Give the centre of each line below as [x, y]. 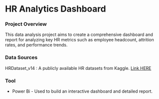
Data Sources [21, 58]
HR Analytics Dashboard [55, 9]
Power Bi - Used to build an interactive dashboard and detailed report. [82, 91]
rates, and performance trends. [36, 45]
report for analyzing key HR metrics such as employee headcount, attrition [79, 40]
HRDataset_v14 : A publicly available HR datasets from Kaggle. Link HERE [78, 68]
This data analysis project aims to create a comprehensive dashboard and [79, 34]
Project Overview [26, 24]
